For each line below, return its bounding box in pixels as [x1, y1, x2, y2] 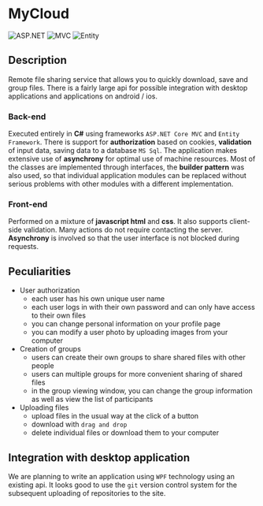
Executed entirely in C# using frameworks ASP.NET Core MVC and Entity [8, 129, 240, 139]
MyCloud [8, 5, 69, 23]
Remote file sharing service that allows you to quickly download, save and [8, 74, 248, 84]
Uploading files [19, 403, 69, 412]
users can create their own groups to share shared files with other [31, 352, 246, 363]
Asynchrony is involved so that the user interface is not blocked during [8, 233, 240, 243]
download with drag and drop [31, 419, 128, 430]
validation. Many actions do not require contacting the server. [23, 225, 223, 235]
